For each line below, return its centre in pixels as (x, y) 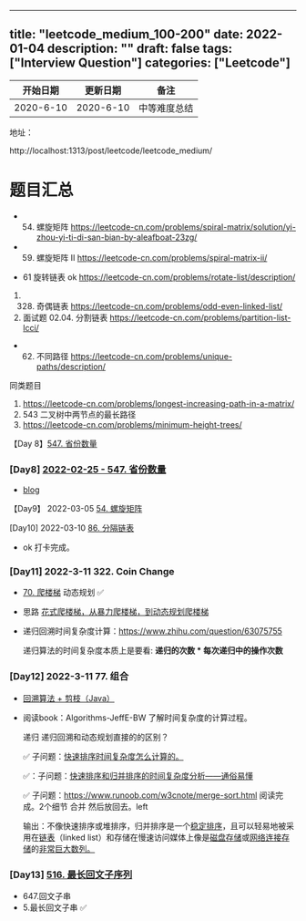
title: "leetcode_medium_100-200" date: (127, 34)
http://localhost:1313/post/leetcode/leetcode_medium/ (111, 150)
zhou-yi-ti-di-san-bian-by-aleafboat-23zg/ (117, 237)
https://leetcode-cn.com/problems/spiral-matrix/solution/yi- (183, 227)
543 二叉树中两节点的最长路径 (79, 414)
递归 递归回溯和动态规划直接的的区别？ (96, 737)
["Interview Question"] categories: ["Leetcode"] (150, 63)
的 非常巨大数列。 (63, 848)
